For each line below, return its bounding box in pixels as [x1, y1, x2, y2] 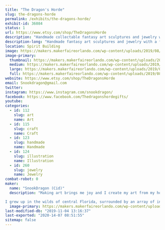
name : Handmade [14, 145, 45, 150]
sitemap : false [5, 218, 36, 223]
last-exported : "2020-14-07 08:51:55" [5, 213, 84, 218]
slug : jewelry [14, 167, 43, 172]
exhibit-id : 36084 [5, 21, 43, 26]
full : [9, 71, 21, 76]
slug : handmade [14, 140, 45, 145]
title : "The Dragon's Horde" [5, 7, 65, 12]
